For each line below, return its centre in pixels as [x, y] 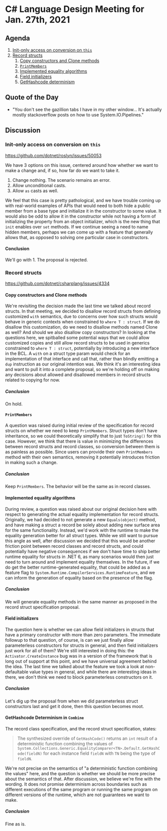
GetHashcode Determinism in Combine [45, 717]
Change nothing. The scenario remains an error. [61, 180]
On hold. [14, 404]
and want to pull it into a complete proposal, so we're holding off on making [82, 369]
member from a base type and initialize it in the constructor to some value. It [83, 211]
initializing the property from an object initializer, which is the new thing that [83, 221]
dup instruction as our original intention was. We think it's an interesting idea [83, 364]
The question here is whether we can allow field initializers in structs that [80, 629]
